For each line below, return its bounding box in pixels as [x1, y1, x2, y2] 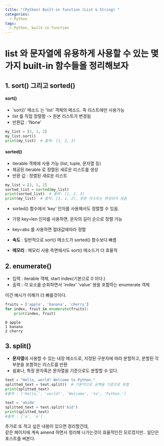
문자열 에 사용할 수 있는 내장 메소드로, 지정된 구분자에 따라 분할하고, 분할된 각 [12, 356, 159, 362]
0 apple [5, 320, 21, 325]
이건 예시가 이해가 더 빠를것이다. [5, 292, 67, 298]
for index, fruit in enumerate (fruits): [5, 307, 89, 311]
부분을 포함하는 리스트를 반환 [12, 362, 68, 367]
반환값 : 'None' [12, 119, 42, 125]
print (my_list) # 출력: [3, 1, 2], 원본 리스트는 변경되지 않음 [5, 196, 127, 201]
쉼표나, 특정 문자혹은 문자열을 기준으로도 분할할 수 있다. [12, 368, 119, 374]
